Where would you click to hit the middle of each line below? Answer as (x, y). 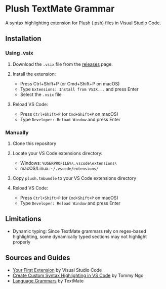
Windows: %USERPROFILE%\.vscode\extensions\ (69, 163)
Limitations (23, 219)
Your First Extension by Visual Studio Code (57, 270)
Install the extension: (34, 74)
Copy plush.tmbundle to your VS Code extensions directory (74, 178)
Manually (17, 132)
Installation (23, 39)
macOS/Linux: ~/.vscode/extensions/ (59, 168)
